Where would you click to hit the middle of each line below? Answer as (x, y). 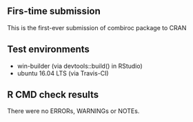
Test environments (48, 50)
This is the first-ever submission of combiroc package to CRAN (97, 27)
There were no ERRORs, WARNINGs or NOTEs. (73, 111)
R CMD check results (53, 95)
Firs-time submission (54, 11)
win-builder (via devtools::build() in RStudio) (80, 66)
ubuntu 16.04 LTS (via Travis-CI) (63, 73)
